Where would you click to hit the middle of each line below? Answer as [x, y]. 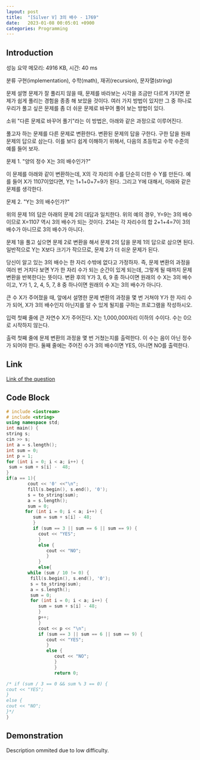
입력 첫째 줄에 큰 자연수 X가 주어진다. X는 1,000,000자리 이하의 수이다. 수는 [94, 318]
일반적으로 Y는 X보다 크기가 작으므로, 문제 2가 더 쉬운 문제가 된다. [83, 250]
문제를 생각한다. [25, 189]
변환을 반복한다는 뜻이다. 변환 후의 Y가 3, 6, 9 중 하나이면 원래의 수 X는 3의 [93, 277]
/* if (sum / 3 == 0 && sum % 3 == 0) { [57, 684]
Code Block [28, 398]
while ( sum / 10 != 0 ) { [59, 573]
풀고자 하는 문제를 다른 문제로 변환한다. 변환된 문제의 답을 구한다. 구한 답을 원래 [99, 134]
